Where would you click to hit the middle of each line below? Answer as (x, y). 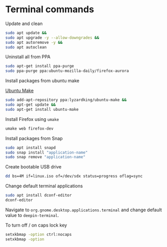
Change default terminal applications (44, 186)
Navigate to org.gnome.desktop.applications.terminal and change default (84, 210)
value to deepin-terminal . (32, 215)
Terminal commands (50, 9)
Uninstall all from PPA (28, 57)
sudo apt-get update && (31, 105)
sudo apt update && (26, 33)
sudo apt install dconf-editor (39, 195)
